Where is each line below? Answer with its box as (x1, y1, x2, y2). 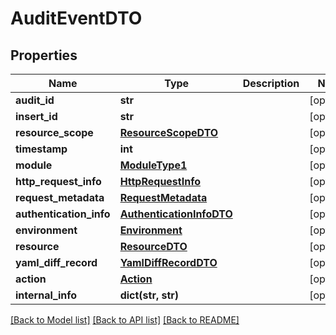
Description (242, 77, 300, 90)
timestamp (15, 142, 68, 156)
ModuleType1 (119, 158, 188, 172)
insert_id (15, 110, 58, 123)
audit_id (15, 93, 55, 107)
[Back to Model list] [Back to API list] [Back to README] (10, 314, 240, 326)
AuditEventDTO (10, 7, 143, 30)
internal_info (15, 288, 78, 302)
